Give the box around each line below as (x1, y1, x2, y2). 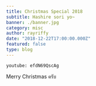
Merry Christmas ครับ (6, 73, 57, 80)
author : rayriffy (6, 30, 49, 36)
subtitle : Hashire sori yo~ (6, 14, 75, 20)
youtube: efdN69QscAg (6, 63, 59, 68)
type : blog (6, 47, 33, 53)
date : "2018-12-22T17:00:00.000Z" (6, 36, 91, 42)
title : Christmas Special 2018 (6, 8, 83, 15)
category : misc (6, 25, 44, 31)
